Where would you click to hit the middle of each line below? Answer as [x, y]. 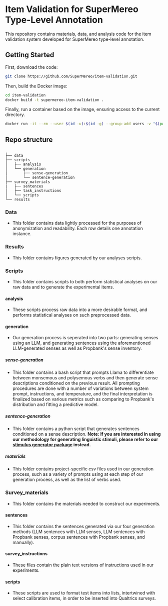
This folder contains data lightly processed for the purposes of [77, 223]
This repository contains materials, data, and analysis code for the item [78, 34]
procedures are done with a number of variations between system [80, 388]
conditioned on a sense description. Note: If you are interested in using [86, 434]
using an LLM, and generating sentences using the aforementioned [81, 343]
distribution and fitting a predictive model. [55, 405]
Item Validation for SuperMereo [72, 9]
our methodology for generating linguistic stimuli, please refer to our [85, 439]
